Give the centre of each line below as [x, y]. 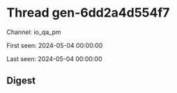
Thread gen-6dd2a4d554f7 [88, 13]
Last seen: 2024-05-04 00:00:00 [54, 59]
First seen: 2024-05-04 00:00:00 [55, 45]
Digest [21, 81]
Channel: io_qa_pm [34, 32]
